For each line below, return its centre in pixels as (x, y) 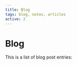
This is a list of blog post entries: (39, 57)
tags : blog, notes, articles (35, 14)
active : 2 (15, 19)
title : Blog (17, 10)
